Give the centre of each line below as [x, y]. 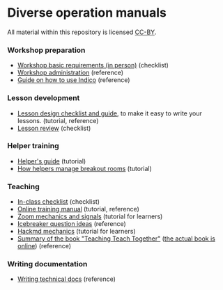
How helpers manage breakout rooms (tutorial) [84, 168]
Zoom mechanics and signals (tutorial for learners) [90, 216]
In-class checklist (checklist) [58, 202]
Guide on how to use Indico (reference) [74, 80]
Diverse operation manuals [87, 13]
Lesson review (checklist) [54, 128]
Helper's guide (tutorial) [52, 161]
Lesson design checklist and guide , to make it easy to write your [109, 113]
